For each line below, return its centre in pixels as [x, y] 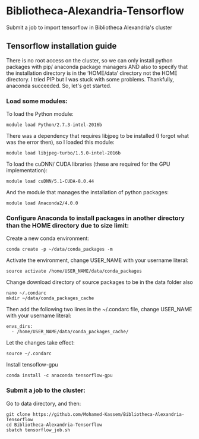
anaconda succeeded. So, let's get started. [59, 86]
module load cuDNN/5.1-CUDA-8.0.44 [50, 181]
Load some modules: [37, 101]
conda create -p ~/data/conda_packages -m [59, 249]
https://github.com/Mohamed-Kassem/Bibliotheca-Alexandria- [108, 414]
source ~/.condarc [29, 354]
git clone [18, 414]
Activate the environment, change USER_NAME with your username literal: [97, 260]
